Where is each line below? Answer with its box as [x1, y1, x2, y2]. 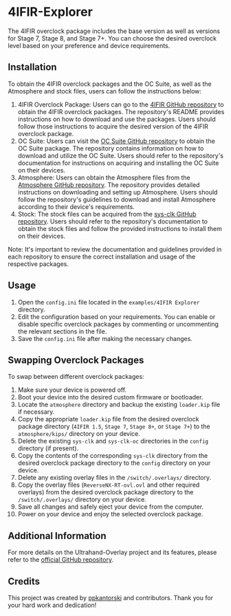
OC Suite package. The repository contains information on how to [17, 144, 204, 152]
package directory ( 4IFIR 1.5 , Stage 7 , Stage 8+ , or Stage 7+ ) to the [17, 422, 210, 430]
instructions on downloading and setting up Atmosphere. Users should [17, 188, 218, 196]
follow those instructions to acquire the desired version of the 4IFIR [17, 122, 209, 131]
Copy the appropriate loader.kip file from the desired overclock [17, 415, 199, 423]
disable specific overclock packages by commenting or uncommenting [17, 320, 219, 328]
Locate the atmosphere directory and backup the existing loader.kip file [17, 400, 221, 409]
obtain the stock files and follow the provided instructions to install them [17, 224, 222, 232]
